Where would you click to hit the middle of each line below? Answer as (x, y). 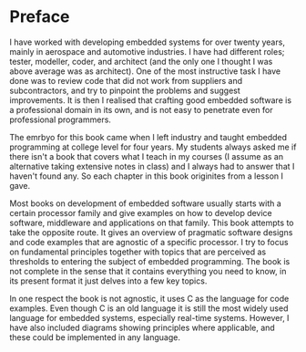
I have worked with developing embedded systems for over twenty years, (147, 42)
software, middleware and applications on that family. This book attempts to (152, 223)
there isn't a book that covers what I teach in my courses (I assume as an (147, 156)
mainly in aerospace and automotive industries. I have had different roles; (147, 51)
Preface (40, 17)
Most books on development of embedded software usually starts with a (146, 203)
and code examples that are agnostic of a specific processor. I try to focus (149, 242)
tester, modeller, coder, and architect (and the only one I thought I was (141, 61)
